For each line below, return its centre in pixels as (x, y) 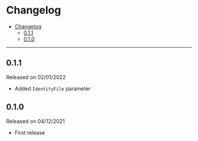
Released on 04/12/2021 (35, 121)
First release (30, 132)
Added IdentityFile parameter (53, 88)
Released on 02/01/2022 (36, 77)
